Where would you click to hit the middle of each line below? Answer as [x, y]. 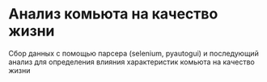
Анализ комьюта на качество [113, 14]
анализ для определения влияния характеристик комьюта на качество [131, 62]
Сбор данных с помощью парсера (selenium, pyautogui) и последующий [133, 53]
